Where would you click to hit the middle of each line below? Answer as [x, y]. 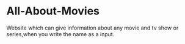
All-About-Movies [53, 11]
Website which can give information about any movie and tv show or [92, 28]
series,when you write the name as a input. [60, 34]
